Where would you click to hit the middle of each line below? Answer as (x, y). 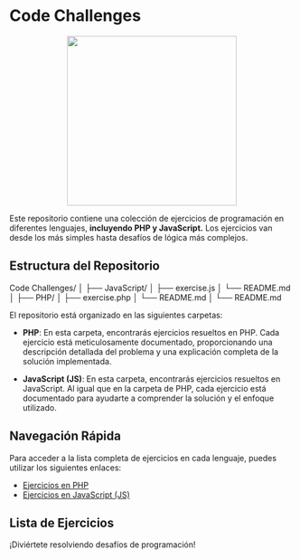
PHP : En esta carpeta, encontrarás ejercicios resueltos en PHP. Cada (151, 332)
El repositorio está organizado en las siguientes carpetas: (116, 315)
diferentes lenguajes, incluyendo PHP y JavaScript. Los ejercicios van (141, 228)
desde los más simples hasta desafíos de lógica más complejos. (129, 237)
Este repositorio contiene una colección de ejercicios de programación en (147, 218)
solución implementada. (67, 361)
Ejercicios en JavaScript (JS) (76, 495)
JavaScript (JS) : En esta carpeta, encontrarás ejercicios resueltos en (151, 379)
